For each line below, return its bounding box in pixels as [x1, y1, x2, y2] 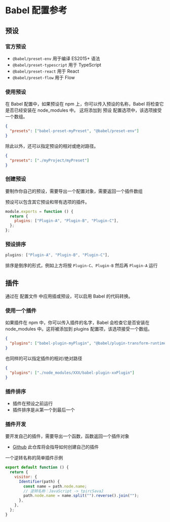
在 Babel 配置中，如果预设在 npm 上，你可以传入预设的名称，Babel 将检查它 [5, 101, 164, 107]
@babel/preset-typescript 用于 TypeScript [12, 61, 102, 68]
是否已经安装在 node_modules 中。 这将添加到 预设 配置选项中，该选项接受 [5, 107, 162, 113]
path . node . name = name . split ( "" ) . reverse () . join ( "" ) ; [23, 493, 139, 498]
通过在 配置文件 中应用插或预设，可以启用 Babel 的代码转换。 [5, 293, 133, 300]
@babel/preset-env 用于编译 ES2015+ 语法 [12, 55, 100, 61]
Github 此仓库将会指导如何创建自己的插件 [12, 444, 99, 450]
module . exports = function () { [5, 209, 73, 214]
